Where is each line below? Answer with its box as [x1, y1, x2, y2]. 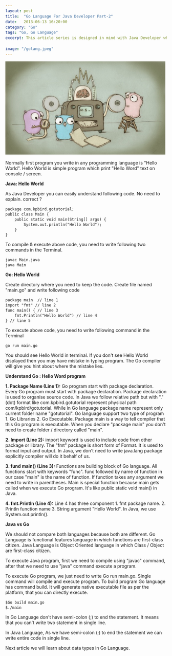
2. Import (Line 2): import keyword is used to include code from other [5, 436, 153, 443]
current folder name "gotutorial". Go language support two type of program [5, 410, 164, 416]
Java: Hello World [5, 180, 44, 187]
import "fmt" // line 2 [5, 302, 56, 308]
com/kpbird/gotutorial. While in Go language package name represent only [5, 405, 163, 411]
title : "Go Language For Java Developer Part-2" [5, 13, 114, 19]
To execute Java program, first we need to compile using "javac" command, [5, 557, 165, 563]
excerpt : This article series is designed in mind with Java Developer [5, 35, 161, 41]
